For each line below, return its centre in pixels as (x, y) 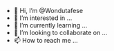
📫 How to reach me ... (46, 40)
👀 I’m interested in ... (43, 18)
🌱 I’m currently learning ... (50, 25)
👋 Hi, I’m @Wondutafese (48, 11)
